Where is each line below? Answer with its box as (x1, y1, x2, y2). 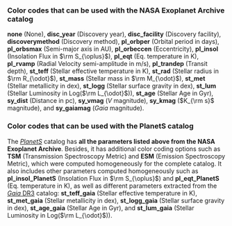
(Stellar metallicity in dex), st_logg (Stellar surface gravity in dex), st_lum (7, 82, 217, 90)
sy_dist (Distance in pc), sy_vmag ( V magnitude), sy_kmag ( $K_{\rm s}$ (7, 97, 215, 105)
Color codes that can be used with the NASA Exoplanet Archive (7, 6, 225, 15)
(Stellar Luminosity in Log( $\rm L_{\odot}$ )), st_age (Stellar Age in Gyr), (7, 89, 214, 97)
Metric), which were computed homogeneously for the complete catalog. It (7, 159, 222, 168)
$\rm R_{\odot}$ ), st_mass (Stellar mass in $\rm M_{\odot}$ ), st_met (7, 74, 206, 83)
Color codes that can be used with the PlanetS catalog (7, 121, 194, 131)
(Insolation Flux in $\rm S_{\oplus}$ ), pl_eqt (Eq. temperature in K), (7, 52, 199, 60)
